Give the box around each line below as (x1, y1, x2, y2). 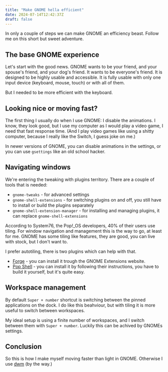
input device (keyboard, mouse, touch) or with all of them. (5, 80, 125, 86)
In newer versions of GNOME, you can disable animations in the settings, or (5, 143, 161, 149)
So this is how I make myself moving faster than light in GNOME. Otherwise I (5, 355, 163, 362)
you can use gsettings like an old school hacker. (5, 149, 106, 154)
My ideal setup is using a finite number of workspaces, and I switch (5, 317, 144, 323)
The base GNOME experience (5, 50, 99, 59)
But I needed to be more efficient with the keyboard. (5, 89, 113, 96)
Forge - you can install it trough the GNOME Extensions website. (12, 258, 145, 264)
